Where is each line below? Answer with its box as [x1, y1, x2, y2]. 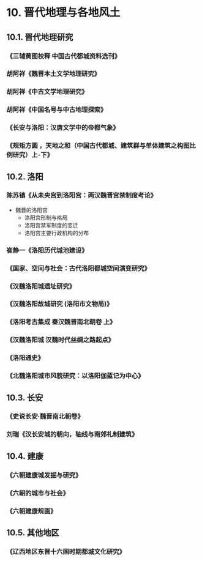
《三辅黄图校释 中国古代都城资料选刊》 [6, 51, 121, 60]
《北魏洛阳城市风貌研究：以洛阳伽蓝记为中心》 [6, 371, 144, 380]
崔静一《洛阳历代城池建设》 [6, 246, 88, 254]
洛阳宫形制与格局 [24, 214, 68, 221]
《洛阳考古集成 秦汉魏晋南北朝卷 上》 [6, 318, 116, 326]
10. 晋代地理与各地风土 [6, 6, 121, 20]
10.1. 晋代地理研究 [6, 32, 73, 42]
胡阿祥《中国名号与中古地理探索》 [6, 105, 107, 114]
